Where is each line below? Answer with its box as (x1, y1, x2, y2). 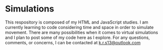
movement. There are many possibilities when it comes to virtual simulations (5, 29, 158, 35)
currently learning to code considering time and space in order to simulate (5, 24, 154, 30)
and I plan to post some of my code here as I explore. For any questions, (5, 35, 150, 40)
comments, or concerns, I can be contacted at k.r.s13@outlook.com (5, 39, 141, 45)
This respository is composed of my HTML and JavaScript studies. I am (5, 19, 148, 25)
